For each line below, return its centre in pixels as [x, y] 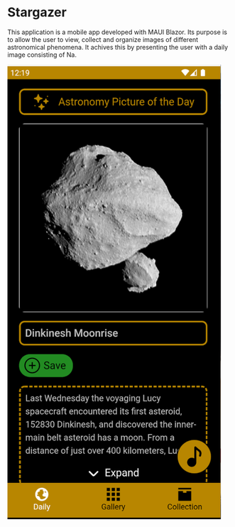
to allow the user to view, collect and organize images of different [103, 39]
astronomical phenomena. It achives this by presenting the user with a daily [118, 47]
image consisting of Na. [42, 55]
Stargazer [37, 12]
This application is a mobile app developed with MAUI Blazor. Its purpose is [117, 32]
